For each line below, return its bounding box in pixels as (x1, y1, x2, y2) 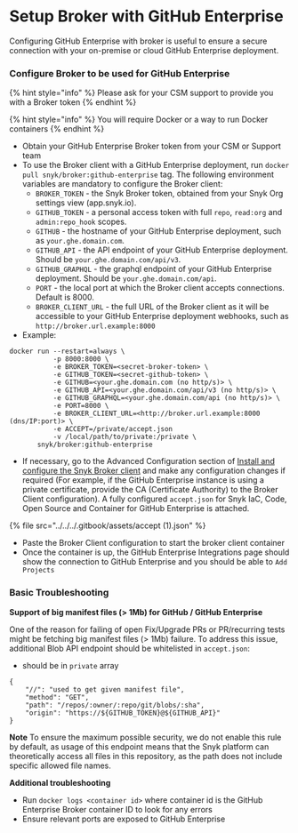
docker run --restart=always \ (9, 347, 125, 356)
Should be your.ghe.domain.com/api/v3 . (35, 254, 181, 265)
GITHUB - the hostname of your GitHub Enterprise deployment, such (35, 226, 282, 236)
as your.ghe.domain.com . (35, 236, 125, 246)
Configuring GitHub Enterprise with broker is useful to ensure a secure (9, 36, 268, 46)
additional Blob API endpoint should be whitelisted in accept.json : (9, 643, 251, 653)
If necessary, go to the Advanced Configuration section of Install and (21, 456, 276, 467)
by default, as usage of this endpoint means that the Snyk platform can (9, 741, 270, 752)
